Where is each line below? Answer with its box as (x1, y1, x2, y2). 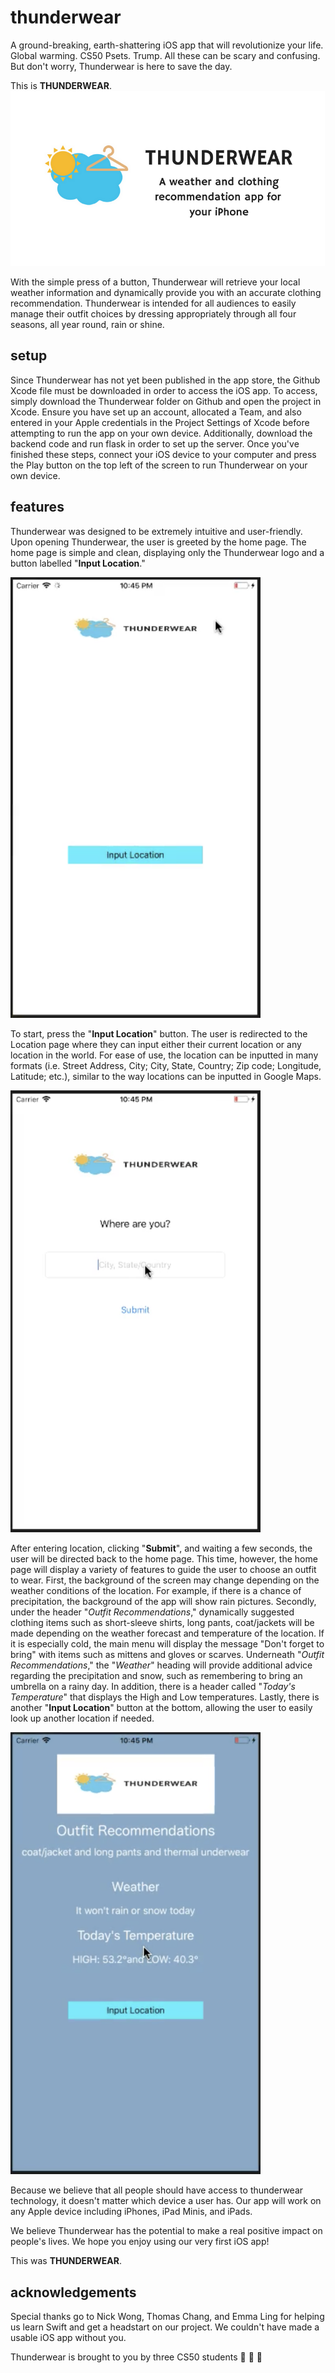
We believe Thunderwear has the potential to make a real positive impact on (10, 2225, 323, 2237)
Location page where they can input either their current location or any (10, 1038, 302, 1050)
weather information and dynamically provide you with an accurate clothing (10, 286, 322, 298)
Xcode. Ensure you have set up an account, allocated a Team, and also (10, 406, 302, 418)
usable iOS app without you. (10, 2332, 127, 2344)
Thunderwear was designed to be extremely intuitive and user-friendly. (10, 525, 303, 537)
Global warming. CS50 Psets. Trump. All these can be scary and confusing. (10, 49, 321, 61)
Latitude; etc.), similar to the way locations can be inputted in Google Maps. (10, 1070, 322, 1082)
